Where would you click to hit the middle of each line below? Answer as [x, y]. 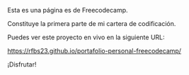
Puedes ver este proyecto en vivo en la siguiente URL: [86, 37]
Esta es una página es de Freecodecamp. [68, 10]
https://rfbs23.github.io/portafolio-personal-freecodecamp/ [94, 51]
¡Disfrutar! [22, 64]
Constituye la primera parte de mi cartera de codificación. [92, 23]
